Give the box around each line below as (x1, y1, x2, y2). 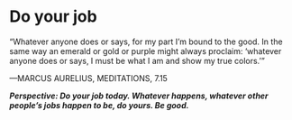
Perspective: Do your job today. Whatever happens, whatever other (9, 90, 269, 101)
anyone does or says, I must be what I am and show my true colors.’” (9, 55, 266, 66)
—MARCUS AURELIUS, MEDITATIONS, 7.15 (9, 72, 169, 83)
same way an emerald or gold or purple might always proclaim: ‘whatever (9, 45, 282, 56)
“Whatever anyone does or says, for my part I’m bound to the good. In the (9, 36, 283, 47)
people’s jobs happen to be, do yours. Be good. (9, 99, 189, 110)
